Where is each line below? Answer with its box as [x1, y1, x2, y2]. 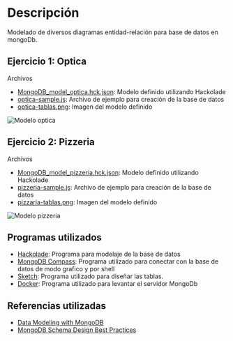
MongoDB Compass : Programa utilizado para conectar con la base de [17, 257, 218, 266]
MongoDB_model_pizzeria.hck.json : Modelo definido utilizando [17, 168, 199, 176]
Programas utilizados [7, 232, 103, 243]
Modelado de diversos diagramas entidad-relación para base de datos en [7, 28, 218, 36]
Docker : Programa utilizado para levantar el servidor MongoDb [17, 280, 198, 288]
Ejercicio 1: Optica [7, 56, 87, 68]
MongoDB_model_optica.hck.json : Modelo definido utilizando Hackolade [17, 87, 226, 96]
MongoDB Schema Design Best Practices [17, 326, 137, 334]
